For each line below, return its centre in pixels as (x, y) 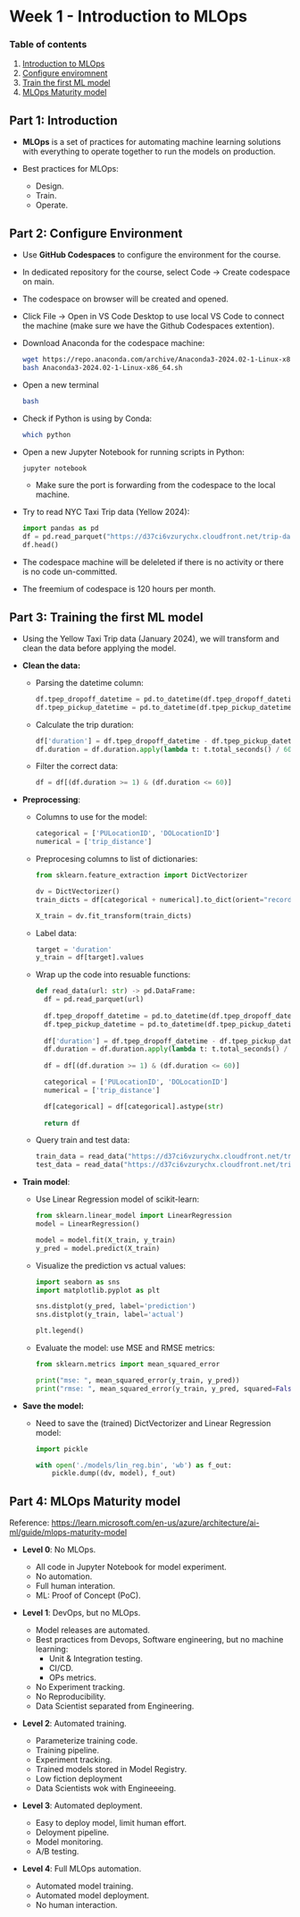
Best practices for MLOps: (70, 169)
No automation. (64, 1576)
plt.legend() (60, 1331)
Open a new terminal (61, 384)
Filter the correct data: (77, 766)
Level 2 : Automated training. (74, 1724)
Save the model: (53, 1406)
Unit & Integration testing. (96, 1659)
